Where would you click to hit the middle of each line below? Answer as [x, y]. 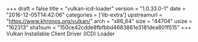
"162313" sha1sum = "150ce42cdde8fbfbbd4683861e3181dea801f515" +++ [99, 27]
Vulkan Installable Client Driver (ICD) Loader [61, 34]
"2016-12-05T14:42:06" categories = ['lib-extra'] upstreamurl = [84, 15]
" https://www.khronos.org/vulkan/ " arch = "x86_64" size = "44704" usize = [99, 21]
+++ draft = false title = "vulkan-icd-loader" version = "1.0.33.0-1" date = [96, 9]
